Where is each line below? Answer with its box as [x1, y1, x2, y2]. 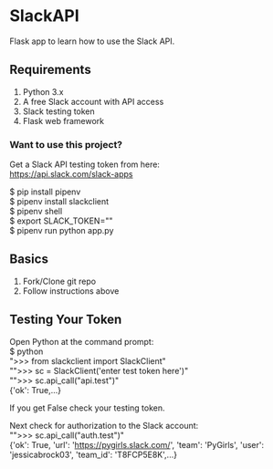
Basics [9, 252, 48, 267]
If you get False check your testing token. [9, 402, 165, 413]
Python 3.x [22, 86, 64, 97]
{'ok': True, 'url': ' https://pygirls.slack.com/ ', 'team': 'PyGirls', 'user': [9, 439, 265, 450]
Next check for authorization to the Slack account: [9, 420, 199, 431]
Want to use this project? [9, 138, 123, 151]
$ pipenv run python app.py [9, 225, 114, 236]
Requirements [9, 62, 91, 78]
